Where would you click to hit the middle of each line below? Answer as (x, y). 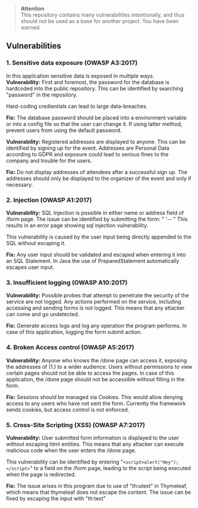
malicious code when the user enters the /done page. (71, 450)
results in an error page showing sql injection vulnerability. (77, 225)
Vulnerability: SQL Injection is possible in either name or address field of (95, 213)
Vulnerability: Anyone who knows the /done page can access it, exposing (97, 360)
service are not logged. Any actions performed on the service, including (94, 302)
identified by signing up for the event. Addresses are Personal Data (88, 148)
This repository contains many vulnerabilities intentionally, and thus (103, 15)
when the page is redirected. (41, 474)
